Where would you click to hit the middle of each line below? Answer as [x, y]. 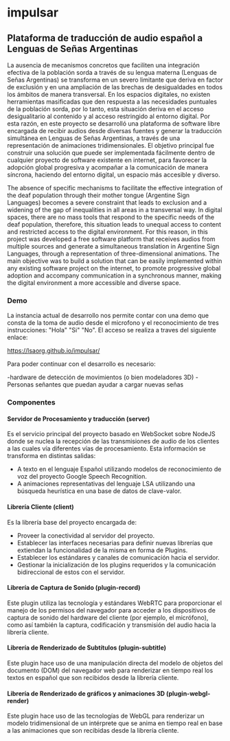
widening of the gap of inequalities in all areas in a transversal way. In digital [115, 210]
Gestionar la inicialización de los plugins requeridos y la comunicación [116, 565]
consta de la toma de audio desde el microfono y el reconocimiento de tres [113, 323]
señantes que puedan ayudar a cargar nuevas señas [110, 385]
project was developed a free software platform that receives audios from [111, 239]
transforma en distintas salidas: [51, 456]
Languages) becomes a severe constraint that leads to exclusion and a [107, 203]
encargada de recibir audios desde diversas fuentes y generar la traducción [114, 131]
